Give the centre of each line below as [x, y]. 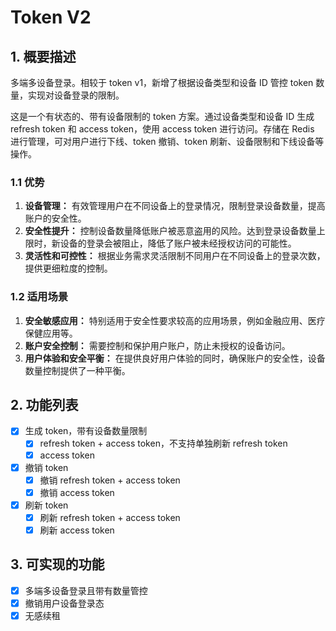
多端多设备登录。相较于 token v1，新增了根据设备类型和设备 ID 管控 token [162, 82]
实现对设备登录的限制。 [76, 95]
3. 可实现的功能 [57, 564]
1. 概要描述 [43, 56]
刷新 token [46, 505]
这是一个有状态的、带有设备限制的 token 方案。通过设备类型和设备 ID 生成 [162, 116]
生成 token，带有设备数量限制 [86, 431]
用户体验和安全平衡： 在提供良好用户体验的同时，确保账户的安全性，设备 [175, 358]
